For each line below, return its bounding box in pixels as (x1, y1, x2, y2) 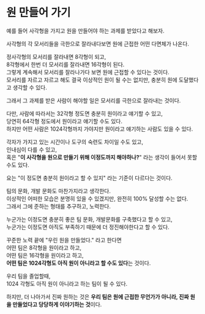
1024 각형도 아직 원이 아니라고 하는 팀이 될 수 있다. (6, 280, 128, 287)
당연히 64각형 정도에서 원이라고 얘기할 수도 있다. (6, 117, 122, 124)
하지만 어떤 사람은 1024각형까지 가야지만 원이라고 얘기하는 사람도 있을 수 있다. (6, 125, 193, 132)
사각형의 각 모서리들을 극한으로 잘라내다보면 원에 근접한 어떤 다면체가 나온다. (6, 40, 190, 47)
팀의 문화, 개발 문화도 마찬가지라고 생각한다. (6, 187, 111, 194)
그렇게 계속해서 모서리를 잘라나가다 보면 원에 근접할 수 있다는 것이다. (6, 68, 170, 75)
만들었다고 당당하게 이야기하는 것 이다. (12, 301, 102, 308)
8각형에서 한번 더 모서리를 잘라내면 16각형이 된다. (6, 61, 125, 68)
